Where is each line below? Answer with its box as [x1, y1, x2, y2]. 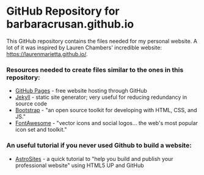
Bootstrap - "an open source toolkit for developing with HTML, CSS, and [15, 107, 197, 114]
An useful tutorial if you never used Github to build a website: [6, 141, 192, 150]
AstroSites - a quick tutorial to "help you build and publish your [15, 155, 173, 162]
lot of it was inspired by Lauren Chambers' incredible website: [6, 44, 162, 51]
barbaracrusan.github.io [6, 17, 134, 31]
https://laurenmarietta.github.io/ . [6, 50, 88, 57]
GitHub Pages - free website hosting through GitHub [15, 87, 148, 95]
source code [15, 100, 48, 107]
